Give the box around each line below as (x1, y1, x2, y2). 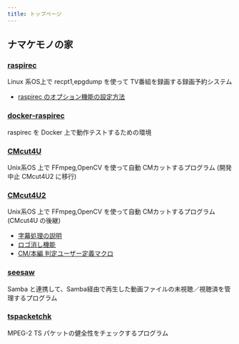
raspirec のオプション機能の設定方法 (17, 93, 126, 101)
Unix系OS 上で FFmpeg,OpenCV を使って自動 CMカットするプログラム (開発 (7, 163, 232, 172)
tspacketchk (7, 311, 52, 321)
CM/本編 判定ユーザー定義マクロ (17, 249, 114, 258)
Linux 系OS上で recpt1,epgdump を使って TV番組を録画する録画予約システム (7, 78, 233, 86)
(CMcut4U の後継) (7, 217, 61, 225)
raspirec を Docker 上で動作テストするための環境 (7, 127, 152, 136)
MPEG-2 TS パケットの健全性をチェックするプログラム (7, 328, 169, 337)
